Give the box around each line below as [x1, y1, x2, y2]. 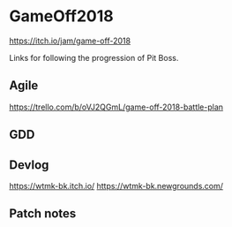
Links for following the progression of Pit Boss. [9, 52, 179, 63]
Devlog [9, 157, 49, 172]
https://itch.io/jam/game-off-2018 [9, 35, 131, 46]
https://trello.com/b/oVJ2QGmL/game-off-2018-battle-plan [9, 102, 223, 112]
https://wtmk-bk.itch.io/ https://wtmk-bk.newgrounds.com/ [9, 180, 223, 191]
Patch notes [9, 206, 77, 222]
